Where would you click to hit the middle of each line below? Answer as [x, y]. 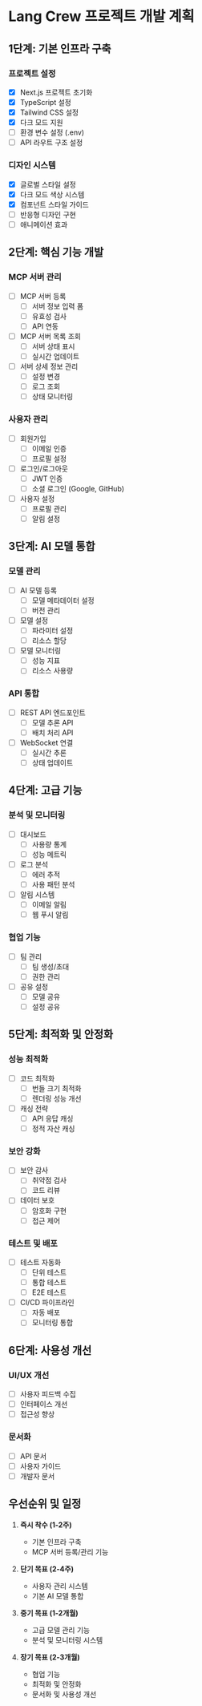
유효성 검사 [49, 316]
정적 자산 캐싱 [53, 1128]
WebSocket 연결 [46, 742]
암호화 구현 [49, 1211]
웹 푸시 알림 [50, 915]
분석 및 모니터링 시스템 [67, 1639]
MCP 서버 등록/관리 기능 [70, 1551]
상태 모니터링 [53, 397]
